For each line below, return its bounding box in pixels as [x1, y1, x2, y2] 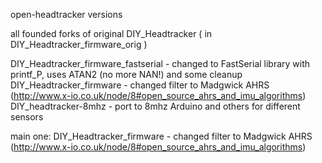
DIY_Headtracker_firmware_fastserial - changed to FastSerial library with [10, 58, 311, 69]
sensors [10, 111, 44, 123]
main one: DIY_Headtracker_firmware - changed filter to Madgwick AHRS [10, 130, 313, 142]
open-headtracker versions [10, 9, 123, 20]
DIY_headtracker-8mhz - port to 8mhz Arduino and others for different [10, 100, 301, 112]
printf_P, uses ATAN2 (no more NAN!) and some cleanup [10, 69, 243, 80]
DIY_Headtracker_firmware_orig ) [10, 39, 148, 50]
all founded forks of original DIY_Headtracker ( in [10, 28, 213, 39]
